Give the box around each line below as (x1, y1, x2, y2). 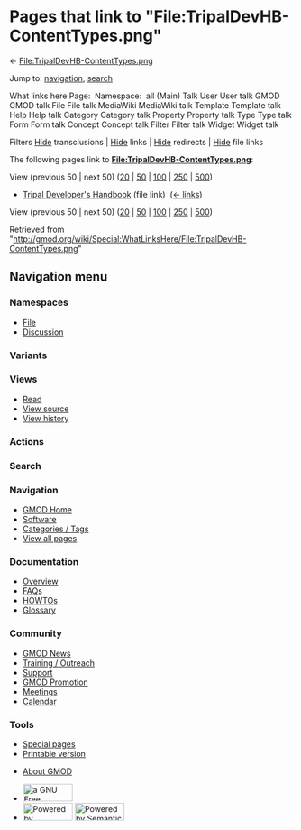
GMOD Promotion (22, 677, 88, 687)
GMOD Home (22, 503, 72, 515)
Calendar (22, 696, 57, 706)
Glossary (22, 604, 57, 615)
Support (22, 667, 53, 678)
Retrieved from (9, 224, 65, 235)
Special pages (22, 738, 76, 750)
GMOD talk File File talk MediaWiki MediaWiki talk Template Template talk (9, 99, 281, 110)
